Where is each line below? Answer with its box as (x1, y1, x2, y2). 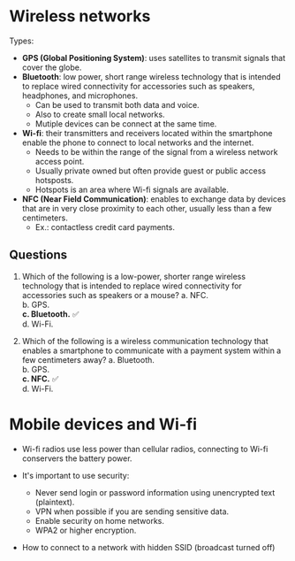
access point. (34, 156, 85, 166)
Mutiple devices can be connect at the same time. (34, 118, 217, 129)
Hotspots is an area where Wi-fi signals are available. (34, 184, 230, 195)
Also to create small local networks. (34, 109, 165, 119)
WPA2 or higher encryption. (34, 525, 137, 535)
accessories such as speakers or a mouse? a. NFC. (21, 289, 209, 300)
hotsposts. (34, 174, 74, 185)
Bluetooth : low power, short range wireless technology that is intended (21, 71, 281, 81)
